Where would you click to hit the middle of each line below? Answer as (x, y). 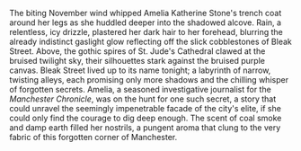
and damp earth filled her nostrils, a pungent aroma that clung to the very (145, 128)
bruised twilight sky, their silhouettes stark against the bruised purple (137, 61)
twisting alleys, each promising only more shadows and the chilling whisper (149, 80)
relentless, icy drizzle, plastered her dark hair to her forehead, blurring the (146, 32)
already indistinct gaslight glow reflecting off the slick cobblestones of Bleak (150, 41)
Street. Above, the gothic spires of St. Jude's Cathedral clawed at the (137, 51)
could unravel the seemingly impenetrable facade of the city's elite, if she (145, 108)
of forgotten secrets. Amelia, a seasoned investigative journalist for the (140, 89)
